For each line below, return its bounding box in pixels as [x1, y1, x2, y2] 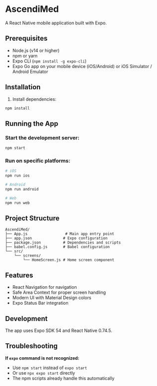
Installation [5, 83, 41, 91]
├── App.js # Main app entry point [5, 232, 114, 237]
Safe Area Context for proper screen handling [12, 289, 106, 296]
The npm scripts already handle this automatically [12, 375, 115, 381]
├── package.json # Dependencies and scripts [5, 240, 121, 245]
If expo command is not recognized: [5, 355, 79, 361]
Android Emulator [12, 68, 48, 74]
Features [5, 271, 33, 279]
